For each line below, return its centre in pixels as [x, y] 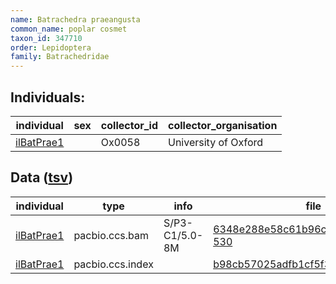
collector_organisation [223, 125]
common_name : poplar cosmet [69, 29]
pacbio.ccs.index [113, 264]
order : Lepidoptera [51, 47]
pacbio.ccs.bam [111, 235]
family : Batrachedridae [60, 57]
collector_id [129, 125]
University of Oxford [216, 142]
